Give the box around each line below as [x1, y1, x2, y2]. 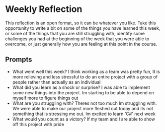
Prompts [5, 56, 32, 64]
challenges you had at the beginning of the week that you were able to [5, 36, 150, 42]
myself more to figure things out [12, 95, 79, 101]
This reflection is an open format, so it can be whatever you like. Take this [5, 20, 156, 26]
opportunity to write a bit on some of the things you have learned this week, [5, 25, 161, 31]
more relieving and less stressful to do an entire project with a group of [12, 73, 158, 80]
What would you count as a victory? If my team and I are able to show [12, 116, 156, 122]
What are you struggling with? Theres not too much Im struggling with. [12, 100, 157, 106]
